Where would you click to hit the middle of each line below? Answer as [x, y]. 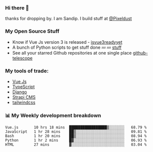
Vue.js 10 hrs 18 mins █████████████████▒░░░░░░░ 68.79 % [76, 127]
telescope [22, 58]
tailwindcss [24, 102]
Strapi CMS [24, 97]
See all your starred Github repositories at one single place [72, 53]
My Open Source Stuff [32, 31]
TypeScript [23, 87]
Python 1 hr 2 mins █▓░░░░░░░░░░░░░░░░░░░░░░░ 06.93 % [76, 140]
